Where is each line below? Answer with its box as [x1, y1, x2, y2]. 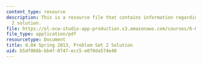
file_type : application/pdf [6, 31, 77, 37]
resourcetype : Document [6, 37, 66, 43]
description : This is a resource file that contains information [6, 14, 173, 20]
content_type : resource [6, 8, 66, 15]
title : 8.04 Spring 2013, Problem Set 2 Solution [6, 43, 133, 49]
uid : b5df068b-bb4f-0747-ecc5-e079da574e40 [6, 48, 117, 54]
